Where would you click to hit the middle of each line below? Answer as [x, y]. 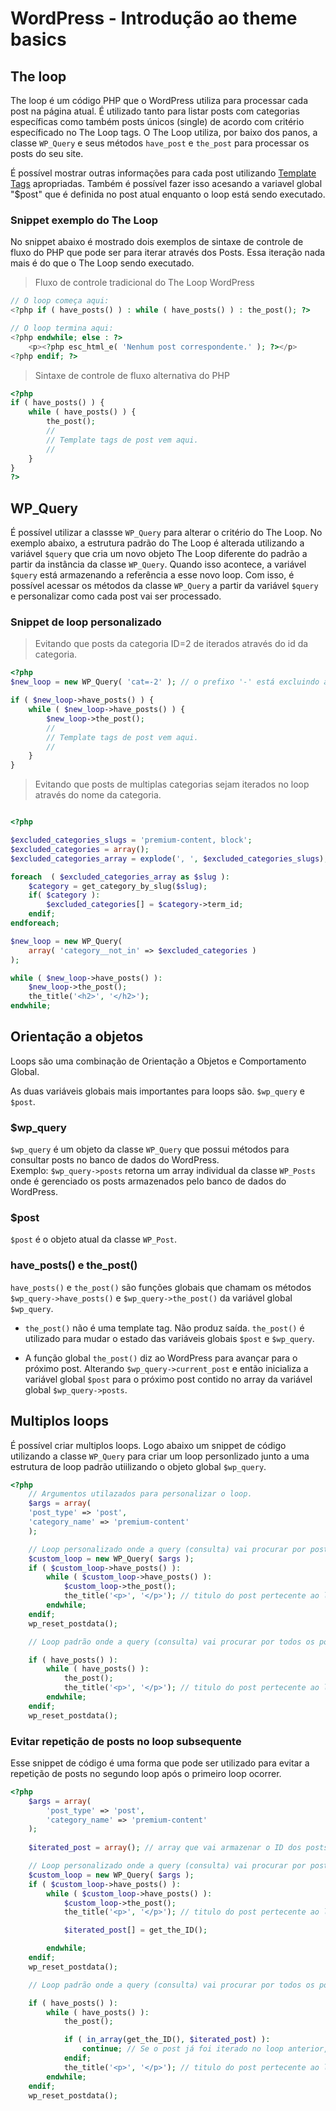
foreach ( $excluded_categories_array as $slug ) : [120, 877]
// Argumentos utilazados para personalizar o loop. [140, 1494]
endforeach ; [35, 923]
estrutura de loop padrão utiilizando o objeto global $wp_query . [138, 1466]
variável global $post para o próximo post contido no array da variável [168, 1379]
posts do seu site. [47, 153]
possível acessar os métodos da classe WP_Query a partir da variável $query [164, 586]
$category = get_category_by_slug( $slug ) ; [118, 886]
